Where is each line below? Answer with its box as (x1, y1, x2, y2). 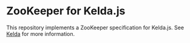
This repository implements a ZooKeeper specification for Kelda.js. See (6, 24, 184, 31)
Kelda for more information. (6, 30, 75, 37)
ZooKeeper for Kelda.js (6, 4, 126, 18)
